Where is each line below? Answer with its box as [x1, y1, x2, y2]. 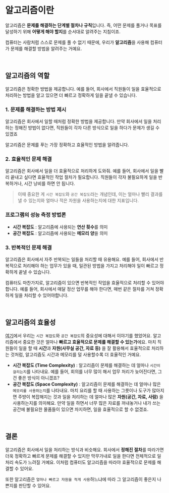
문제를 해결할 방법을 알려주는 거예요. [10, 45, 82, 51]
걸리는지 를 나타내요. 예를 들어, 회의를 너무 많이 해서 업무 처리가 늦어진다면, [12, 368, 157, 375]
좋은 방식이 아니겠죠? [18, 375, 60, 381]
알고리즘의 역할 [5, 72, 50, 80]
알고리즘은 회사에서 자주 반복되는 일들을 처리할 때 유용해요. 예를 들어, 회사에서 [5, 256, 159, 262]
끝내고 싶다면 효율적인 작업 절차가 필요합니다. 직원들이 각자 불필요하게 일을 [10, 174, 157, 180]
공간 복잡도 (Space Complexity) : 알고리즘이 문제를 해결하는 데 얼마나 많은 [12, 381, 161, 387]
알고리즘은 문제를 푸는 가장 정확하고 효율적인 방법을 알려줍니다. [5, 142, 130, 148]
